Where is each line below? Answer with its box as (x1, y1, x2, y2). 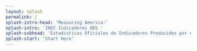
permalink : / (5, 14, 38, 20)
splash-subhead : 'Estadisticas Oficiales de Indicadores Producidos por (5, 30, 188, 36)
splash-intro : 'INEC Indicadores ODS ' (5, 25, 103, 31)
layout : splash (5, 8, 43, 15)
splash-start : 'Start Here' (5, 36, 75, 42)
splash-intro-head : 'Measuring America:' (5, 19, 109, 25)
